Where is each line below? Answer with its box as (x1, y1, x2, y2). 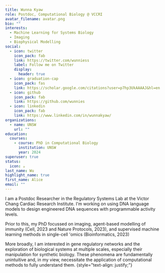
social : (5, 44, 21, 49)
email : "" (5, 182, 26, 187)
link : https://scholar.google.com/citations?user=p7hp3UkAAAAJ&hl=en (14, 85, 161, 91)
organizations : (5, 117, 37, 123)
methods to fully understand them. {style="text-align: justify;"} (5, 262, 132, 268)
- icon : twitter (9, 48, 43, 53)
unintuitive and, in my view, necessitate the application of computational (5, 257, 152, 263)
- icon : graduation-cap (9, 76, 58, 81)
